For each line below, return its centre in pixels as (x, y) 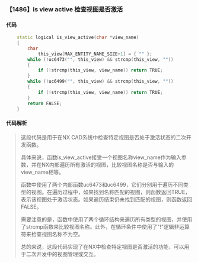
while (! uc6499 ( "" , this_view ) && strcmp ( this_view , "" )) (100, 82)
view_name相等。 (42, 172)
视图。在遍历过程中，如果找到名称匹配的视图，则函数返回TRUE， (111, 192)
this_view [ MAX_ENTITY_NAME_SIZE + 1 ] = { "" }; (95, 54)
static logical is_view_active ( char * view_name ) (78, 38)
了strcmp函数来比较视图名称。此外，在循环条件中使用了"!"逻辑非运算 (105, 226)
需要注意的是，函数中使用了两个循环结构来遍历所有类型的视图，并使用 (106, 219)
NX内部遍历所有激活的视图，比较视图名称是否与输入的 (107, 164)
